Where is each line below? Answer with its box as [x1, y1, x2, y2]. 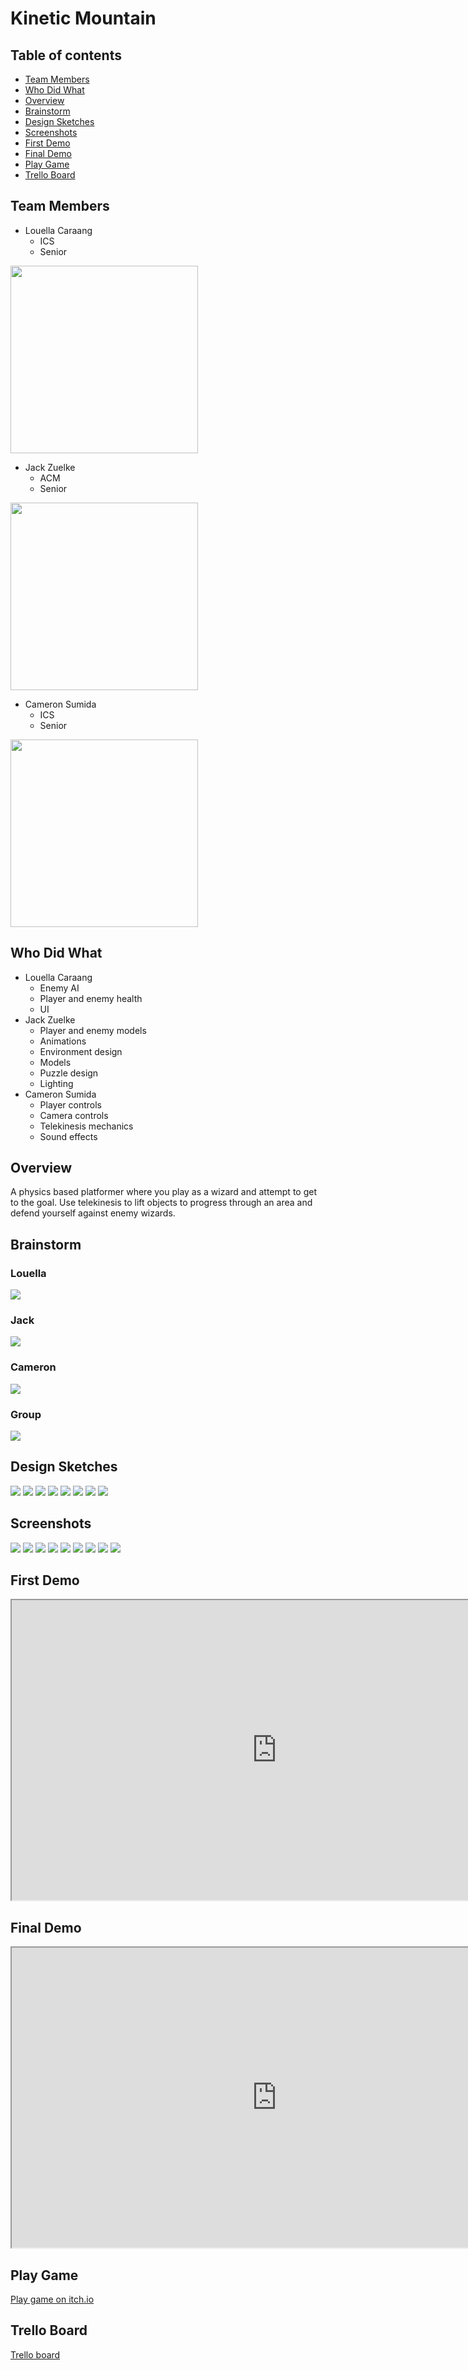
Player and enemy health [39, 992, 143, 1004]
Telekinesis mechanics [39, 1120, 134, 1132]
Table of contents [10, 47, 122, 64]
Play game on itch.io [10, 2293, 95, 2306]
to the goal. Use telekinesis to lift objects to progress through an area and [10, 1197, 313, 1209]
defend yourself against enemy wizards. [10, 1207, 176, 1219]
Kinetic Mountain [10, 7, 157, 30]
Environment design [39, 1045, 123, 1057]
